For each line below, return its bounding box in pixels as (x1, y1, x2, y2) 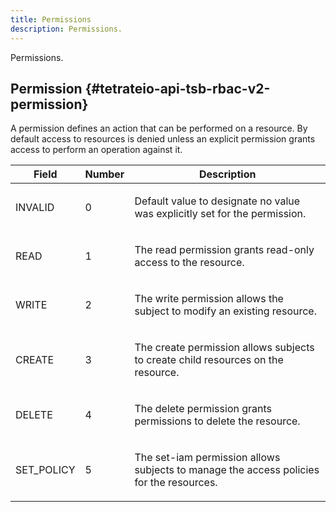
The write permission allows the (134, 292, 284, 306)
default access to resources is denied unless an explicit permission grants (10, 133, 316, 145)
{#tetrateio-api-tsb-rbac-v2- (84, 80, 271, 97)
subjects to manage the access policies (134, 463, 320, 477)
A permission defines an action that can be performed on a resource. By (10, 122, 308, 135)
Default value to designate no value (134, 194, 301, 208)
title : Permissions (10, 14, 92, 25)
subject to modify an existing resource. (134, 304, 317, 318)
